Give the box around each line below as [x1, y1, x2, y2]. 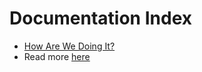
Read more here [23, 50, 91, 62]
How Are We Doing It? [23, 40, 116, 52]
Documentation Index [9, 7, 192, 30]
